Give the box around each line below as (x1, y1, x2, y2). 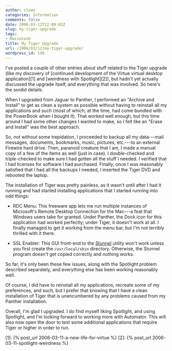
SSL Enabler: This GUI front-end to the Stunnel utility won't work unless (12, 240, 164, 246)
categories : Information (5, 12, 59, 17)
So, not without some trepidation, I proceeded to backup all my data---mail (5, 134, 164, 140)
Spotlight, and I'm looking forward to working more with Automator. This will (5, 313, 166, 320)
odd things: (5, 193, 30, 199)
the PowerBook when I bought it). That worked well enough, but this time (5, 113, 160, 119)
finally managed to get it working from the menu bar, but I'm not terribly (12, 225, 164, 231)
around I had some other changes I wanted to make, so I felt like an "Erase (5, 118, 163, 124)
